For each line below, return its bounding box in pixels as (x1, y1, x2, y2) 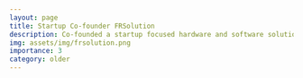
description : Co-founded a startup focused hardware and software (9, 30, 264, 39)
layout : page (9, 13, 59, 22)
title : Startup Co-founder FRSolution (9, 22, 155, 30)
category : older (9, 55, 70, 64)
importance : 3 (9, 47, 63, 56)
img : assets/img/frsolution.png (9, 38, 131, 48)
